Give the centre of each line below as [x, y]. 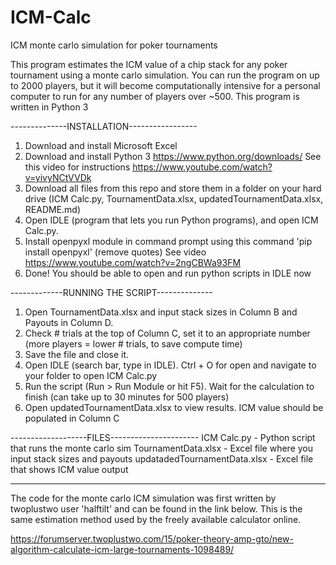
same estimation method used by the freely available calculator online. [156, 519]
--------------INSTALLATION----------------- [104, 126]
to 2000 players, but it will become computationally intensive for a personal [165, 85]
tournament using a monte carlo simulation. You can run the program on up [165, 75]
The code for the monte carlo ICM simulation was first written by [143, 498]
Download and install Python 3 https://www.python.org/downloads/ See [173, 156]
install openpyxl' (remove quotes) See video [115, 252]
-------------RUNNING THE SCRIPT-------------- [111, 292]
